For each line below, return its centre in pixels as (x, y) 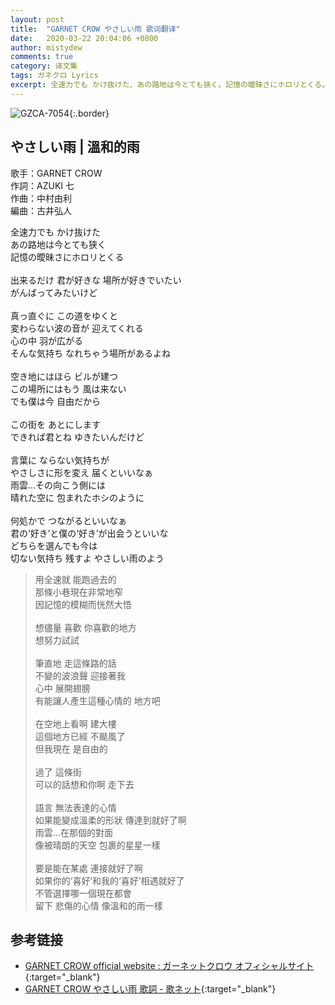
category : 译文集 (44, 66)
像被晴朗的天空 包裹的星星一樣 (97, 845)
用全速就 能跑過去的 (75, 579)
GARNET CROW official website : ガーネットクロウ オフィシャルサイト (169, 966)
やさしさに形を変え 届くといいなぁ (81, 472)
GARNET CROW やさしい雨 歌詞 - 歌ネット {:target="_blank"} (150, 989)
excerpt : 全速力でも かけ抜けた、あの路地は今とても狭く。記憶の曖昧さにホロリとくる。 (170, 85)
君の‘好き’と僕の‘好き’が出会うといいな (89, 533)
